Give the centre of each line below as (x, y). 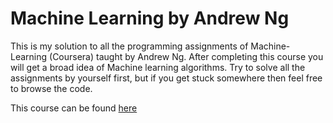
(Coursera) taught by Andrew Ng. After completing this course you (186, 56)
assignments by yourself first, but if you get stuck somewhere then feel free (166, 78)
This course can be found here (74, 108)
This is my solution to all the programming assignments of (129, 46)
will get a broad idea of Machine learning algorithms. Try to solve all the (158, 67)
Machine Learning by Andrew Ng (150, 18)
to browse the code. (51, 88)
